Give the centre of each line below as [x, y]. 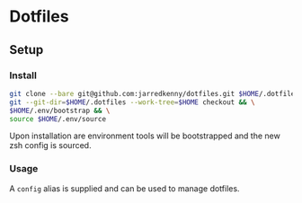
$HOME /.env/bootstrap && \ [60, 110]
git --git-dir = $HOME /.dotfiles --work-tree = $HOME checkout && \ [132, 102]
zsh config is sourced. [50, 146]
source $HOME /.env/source [58, 119]
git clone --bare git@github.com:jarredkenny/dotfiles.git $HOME [134, 93]
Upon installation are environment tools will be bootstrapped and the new [145, 136]
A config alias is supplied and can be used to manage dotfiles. [124, 188]
